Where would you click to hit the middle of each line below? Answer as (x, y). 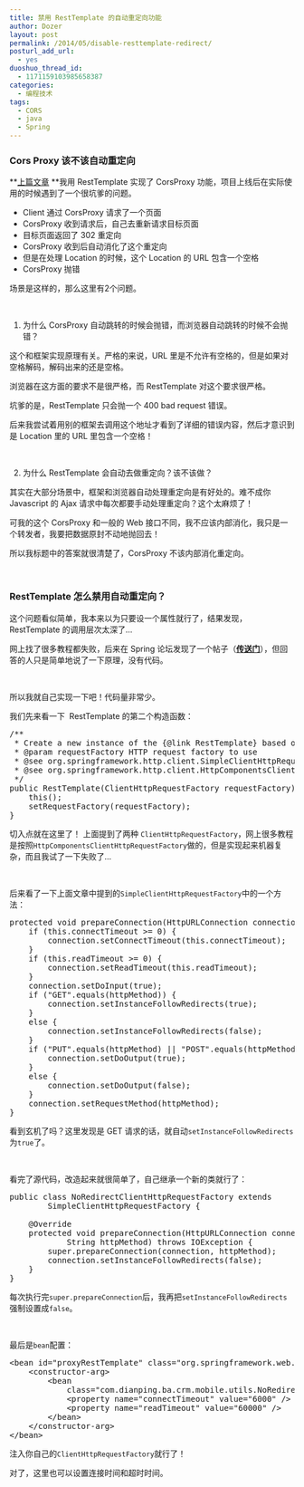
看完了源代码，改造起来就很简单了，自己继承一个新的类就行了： (128, 1179)
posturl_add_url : (42, 52)
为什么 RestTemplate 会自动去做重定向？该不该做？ (117, 473)
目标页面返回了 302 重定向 (72, 235)
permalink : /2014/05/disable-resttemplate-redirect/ (111, 43)
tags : (19, 102)
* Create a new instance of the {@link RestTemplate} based (150, 743)
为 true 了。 (29, 1142)
